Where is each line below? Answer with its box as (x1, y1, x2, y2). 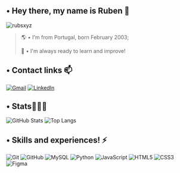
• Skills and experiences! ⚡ (6, 135, 107, 145)
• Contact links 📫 (6, 65, 73, 76)
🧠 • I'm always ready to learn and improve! (20, 47, 126, 54)
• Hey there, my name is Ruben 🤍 (6, 6, 130, 16)
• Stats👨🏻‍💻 (6, 102, 48, 112)
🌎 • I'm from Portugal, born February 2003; (20, 33, 129, 40)
